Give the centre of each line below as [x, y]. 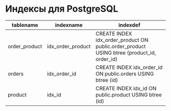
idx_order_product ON [122, 40]
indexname [69, 25]
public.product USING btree [129, 95]
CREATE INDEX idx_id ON [126, 88]
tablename [25, 25]
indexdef [130, 25]
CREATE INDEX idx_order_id [129, 67]
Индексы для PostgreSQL [62, 9]
